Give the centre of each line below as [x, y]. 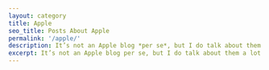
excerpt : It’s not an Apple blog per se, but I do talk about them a [128, 53]
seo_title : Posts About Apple [59, 31]
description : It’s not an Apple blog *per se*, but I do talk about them [135, 46]
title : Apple [30, 23]
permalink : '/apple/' [45, 38]
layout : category [37, 16]
